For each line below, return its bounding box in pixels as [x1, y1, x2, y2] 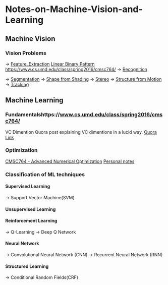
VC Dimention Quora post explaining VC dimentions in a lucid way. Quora [5, 129, 157, 135]
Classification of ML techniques [5, 170, 85, 178]
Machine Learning [5, 96, 64, 104]
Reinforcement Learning [5, 218, 58, 224]
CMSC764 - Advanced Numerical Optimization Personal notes [5, 158, 135, 164]
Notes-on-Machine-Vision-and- [5, 4, 143, 15]
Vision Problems [5, 49, 46, 56]
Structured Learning [5, 263, 49, 269]
